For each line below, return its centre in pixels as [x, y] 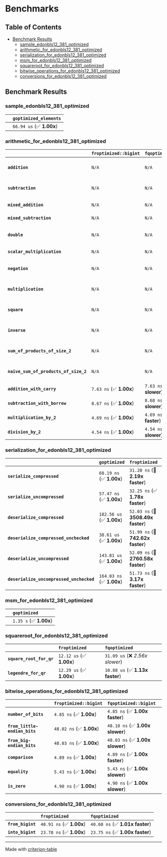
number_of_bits [26, 714]
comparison [20, 757]
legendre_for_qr [27, 673]
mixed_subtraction [29, 218]
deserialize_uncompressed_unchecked [51, 579]
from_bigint [22, 824]
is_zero [17, 786]
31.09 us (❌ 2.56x [126, 655]
